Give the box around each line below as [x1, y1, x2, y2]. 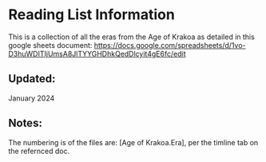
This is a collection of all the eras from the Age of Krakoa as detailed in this [8, 32, 256, 41]
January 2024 [8, 93, 55, 103]
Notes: [8, 117, 42, 130]
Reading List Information [8, 6, 176, 24]
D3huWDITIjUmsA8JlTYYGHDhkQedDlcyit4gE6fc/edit [8, 49, 186, 58]
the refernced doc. [8, 146, 70, 156]
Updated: [8, 72, 56, 85]
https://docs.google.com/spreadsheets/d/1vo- [93, 40, 246, 49]
